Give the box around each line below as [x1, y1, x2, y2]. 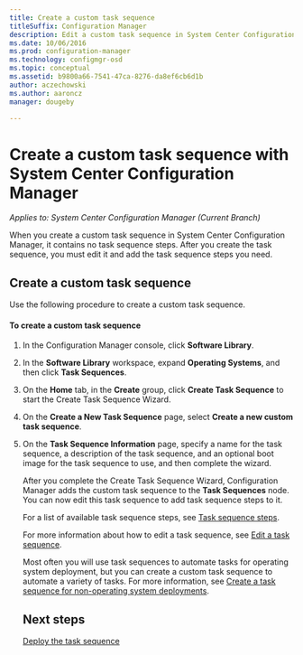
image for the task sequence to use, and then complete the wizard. [22, 458, 272, 469]
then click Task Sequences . [22, 367, 127, 378]
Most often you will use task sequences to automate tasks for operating [22, 557, 289, 567]
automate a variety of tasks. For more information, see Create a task [22, 575, 277, 587]
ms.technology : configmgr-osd [9, 55, 124, 64]
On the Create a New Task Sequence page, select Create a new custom [22, 412, 294, 423]
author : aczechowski [9, 80, 87, 89]
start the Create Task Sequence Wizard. [22, 394, 171, 405]
